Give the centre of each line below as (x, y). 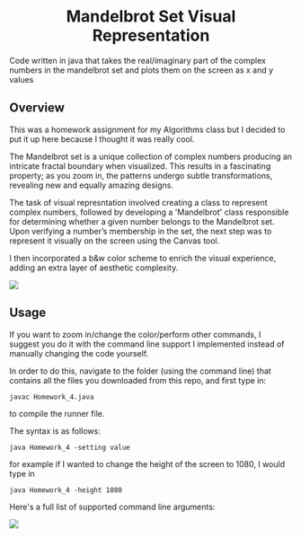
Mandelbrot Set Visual (151, 17)
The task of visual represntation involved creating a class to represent (138, 202)
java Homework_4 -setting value (70, 447)
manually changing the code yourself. (79, 353)
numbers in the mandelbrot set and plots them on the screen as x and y (142, 70)
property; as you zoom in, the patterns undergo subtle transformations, (141, 175)
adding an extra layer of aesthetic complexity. (94, 268)
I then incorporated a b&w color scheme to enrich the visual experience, (143, 258)
